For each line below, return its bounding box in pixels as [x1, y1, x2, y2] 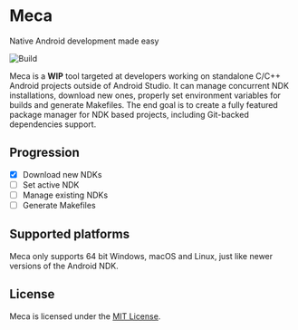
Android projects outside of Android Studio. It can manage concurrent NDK [9, 80, 290, 91]
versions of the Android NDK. [9, 260, 120, 271]
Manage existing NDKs [22, 189, 109, 200]
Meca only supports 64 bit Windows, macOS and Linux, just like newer [9, 250, 274, 261]
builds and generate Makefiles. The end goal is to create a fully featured [9, 99, 278, 110]
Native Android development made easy [9, 35, 159, 46]
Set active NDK [22, 179, 80, 190]
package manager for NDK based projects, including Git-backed [9, 109, 249, 120]
